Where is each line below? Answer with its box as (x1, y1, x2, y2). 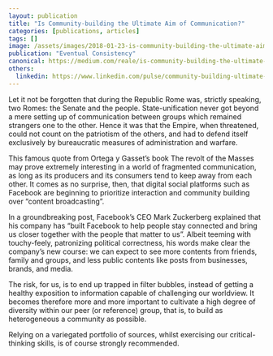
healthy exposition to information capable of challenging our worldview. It (8, 288, 254, 298)
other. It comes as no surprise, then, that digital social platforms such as (8, 179, 250, 189)
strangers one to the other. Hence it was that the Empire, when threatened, (8, 120, 259, 130)
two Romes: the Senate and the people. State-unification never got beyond (8, 103, 259, 113)
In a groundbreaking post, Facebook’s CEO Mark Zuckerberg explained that (8, 212, 262, 221)
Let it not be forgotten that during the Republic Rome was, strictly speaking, (8, 94, 262, 104)
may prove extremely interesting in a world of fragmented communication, (8, 161, 258, 171)
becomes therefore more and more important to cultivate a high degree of (8, 297, 256, 307)
